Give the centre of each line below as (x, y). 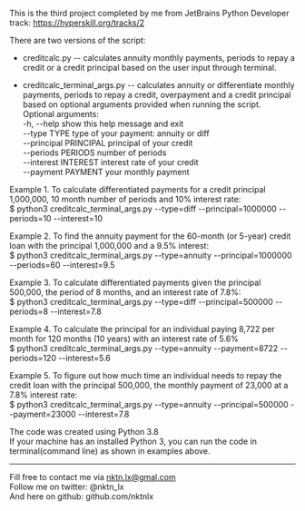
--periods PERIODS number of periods (94, 152)
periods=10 (30, 218)
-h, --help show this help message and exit (103, 123)
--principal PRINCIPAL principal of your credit (108, 143)
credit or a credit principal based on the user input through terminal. (149, 68)
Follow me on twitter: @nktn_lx (67, 486)
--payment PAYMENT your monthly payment (106, 172)
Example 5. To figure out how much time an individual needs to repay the (146, 375)
